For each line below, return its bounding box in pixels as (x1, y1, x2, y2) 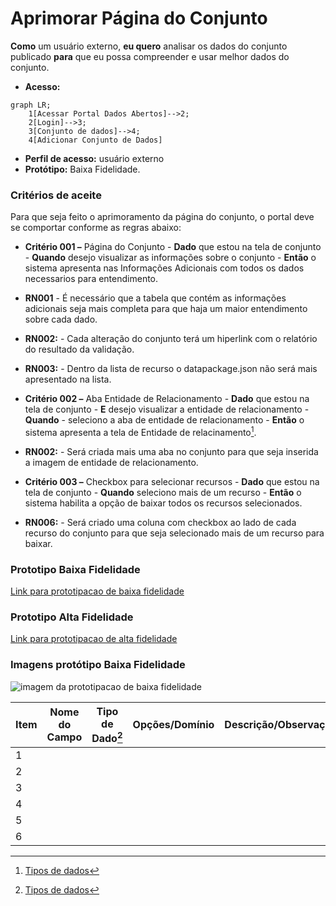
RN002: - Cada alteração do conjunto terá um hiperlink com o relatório (24, 333, 318, 345)
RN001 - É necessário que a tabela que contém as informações (24, 292, 287, 304)
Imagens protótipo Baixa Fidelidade (10, 658, 186, 672)
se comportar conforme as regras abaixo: (10, 222, 182, 234)
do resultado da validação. (24, 343, 135, 356)
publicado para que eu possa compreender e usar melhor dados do (10, 50, 290, 62)
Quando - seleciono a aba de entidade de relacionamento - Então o (24, 414, 305, 426)
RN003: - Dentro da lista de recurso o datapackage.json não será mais (24, 363, 318, 375)
